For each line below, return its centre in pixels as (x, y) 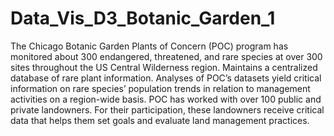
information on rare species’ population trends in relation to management (160, 88)
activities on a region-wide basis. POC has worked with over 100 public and (166, 99)
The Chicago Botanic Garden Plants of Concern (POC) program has (149, 46)
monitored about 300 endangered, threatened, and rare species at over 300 (166, 56)
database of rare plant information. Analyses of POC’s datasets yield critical (166, 78)
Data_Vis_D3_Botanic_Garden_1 (143, 18)
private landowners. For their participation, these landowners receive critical (167, 109)
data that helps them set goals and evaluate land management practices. (160, 120)
